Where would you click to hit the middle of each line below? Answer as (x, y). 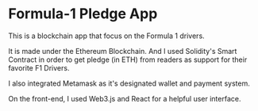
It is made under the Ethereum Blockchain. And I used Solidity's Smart (123, 51)
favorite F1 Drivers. (39, 67)
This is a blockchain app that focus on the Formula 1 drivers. (106, 36)
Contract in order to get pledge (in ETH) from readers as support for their (128, 59)
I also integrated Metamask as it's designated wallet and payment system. (129, 83)
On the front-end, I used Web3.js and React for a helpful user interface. (125, 98)
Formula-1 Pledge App (83, 14)
